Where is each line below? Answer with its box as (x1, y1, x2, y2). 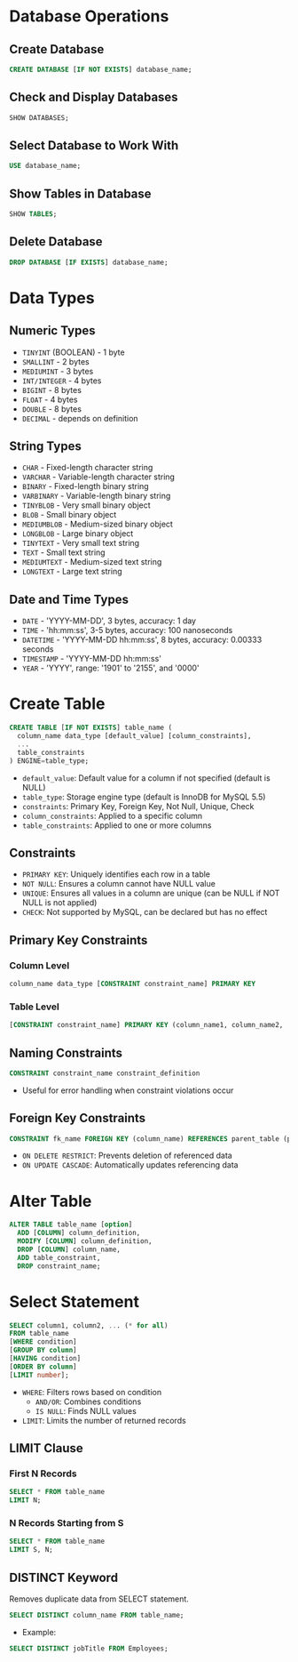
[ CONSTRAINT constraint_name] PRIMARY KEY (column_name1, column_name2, (9, 1021, 284, 1030)
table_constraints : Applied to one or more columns (21, 820, 212, 831)
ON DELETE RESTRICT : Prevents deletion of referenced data (21, 1150, 232, 1161)
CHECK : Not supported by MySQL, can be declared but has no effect (21, 907, 268, 918)
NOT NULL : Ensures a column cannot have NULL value (21, 879, 216, 889)
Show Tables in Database (9, 186, 153, 201)
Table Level (9, 1000, 59, 1013)
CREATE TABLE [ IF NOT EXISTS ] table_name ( (9, 723, 173, 733)
